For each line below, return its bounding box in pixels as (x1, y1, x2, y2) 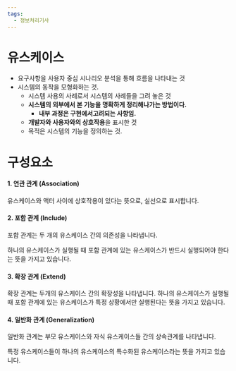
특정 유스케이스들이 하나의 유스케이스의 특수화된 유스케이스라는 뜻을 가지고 (7, 347, 213, 356)
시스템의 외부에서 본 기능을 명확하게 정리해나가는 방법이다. (27, 100, 187, 109)
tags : (7, 10, 23, 18)
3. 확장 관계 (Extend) (7, 272, 66, 281)
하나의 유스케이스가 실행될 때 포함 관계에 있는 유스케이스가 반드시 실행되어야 (7, 246, 216, 255)
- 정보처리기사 (13, 17, 49, 24)
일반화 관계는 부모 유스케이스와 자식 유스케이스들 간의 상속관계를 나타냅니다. (7, 332, 216, 341)
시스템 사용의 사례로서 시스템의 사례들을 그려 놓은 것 (27, 92, 171, 100)
